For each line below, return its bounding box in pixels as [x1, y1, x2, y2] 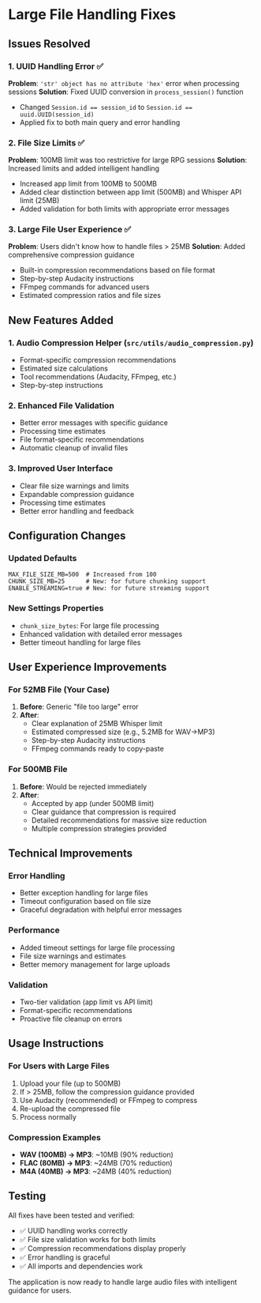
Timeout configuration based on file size [19, 897, 151, 906]
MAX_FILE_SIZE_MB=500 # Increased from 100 [8, 571, 157, 578]
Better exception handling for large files [19, 888, 148, 898]
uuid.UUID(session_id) [19, 111, 95, 119]
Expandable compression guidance [19, 489, 135, 499]
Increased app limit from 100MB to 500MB [19, 179, 158, 189]
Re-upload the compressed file [19, 1104, 121, 1113]
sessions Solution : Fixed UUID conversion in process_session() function [8, 87, 244, 96]
